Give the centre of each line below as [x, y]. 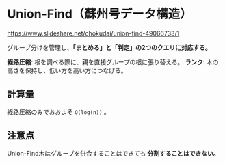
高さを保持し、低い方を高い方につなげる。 [67, 70]
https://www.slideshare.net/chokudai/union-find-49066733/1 [93, 33]
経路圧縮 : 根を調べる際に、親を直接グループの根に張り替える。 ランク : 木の [113, 61]
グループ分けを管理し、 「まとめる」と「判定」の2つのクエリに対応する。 [109, 47]
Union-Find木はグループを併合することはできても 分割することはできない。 [114, 153]
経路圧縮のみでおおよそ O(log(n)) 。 [59, 112]
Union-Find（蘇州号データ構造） [100, 14]
